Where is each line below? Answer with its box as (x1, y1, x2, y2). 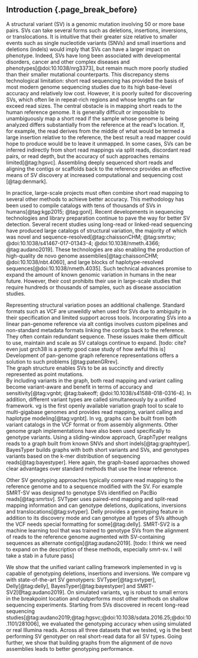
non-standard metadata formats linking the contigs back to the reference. (6, 326, 186, 333)
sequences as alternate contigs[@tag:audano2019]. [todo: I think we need (6, 539, 187, 547)
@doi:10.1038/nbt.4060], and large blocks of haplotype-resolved (6, 258, 164, 265)
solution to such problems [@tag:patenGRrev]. (6, 358, 119, 365)
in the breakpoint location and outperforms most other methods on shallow (6, 595, 189, 602)
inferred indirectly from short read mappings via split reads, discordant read (6, 146, 191, 153)
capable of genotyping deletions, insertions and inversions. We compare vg (6, 570, 190, 577)
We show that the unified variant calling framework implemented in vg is (6, 563, 182, 570)
